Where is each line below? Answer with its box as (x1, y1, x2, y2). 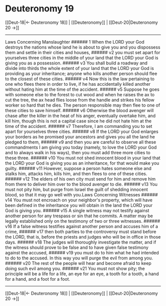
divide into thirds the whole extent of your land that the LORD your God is (5, 65, 154, 71)
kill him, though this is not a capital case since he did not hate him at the (5, 118, 152, 124)
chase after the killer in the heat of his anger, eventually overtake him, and (5, 113, 156, 119)
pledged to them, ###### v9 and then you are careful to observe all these (5, 139, 157, 145)
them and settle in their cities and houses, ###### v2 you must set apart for (5, 49, 161, 55)
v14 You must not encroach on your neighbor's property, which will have (5, 197, 153, 203)
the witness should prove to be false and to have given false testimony (5, 244, 149, 250)
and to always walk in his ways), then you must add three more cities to (5, 149, 151, 155)
